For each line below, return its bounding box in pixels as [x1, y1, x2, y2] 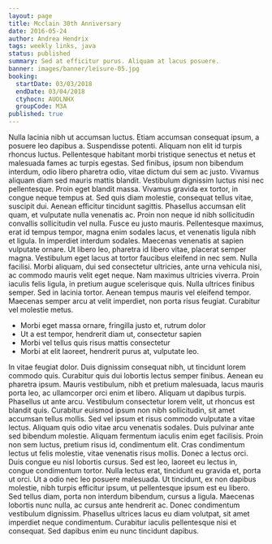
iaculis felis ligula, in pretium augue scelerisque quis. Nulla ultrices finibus [8, 279, 255, 288]
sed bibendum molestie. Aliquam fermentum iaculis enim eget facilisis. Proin [8, 431, 264, 441]
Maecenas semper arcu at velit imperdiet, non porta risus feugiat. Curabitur [8, 296, 261, 305]
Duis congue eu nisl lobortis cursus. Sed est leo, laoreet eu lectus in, [8, 457, 238, 467]
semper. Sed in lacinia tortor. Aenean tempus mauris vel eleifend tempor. [8, 287, 252, 297]
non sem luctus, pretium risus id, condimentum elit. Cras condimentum [8, 440, 245, 449]
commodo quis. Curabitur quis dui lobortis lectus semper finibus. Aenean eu [8, 371, 264, 380]
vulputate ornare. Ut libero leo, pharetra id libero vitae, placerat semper [8, 244, 247, 254]
